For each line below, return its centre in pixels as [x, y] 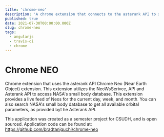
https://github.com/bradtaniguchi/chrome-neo [52, 129]
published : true [21, 19]
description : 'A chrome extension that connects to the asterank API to [81, 14]
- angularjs [22, 37]
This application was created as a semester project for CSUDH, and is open [81, 119]
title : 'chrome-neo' [26, 10]
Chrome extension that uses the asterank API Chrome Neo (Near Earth [76, 83]
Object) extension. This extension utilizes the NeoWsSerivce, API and [75, 89]
